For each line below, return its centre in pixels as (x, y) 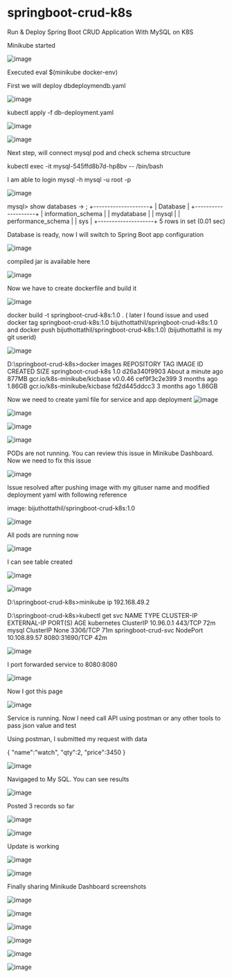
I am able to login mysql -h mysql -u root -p (69, 179)
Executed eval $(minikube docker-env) (63, 72)
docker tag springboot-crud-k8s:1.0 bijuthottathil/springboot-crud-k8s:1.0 (113, 322)
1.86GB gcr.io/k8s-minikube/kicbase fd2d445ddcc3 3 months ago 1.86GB (113, 386)
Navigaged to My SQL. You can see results (68, 779)
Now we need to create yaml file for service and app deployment (100, 399)
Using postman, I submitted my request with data (77, 738)
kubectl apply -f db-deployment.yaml (61, 112)
